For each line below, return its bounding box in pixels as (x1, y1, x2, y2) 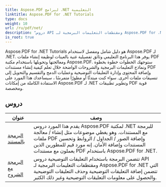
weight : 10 (5, 21, 28, 26)
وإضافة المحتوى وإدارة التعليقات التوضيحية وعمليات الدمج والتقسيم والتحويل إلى (5, 69, 151, 75)
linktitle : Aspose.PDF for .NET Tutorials (5, 12, 94, 17)
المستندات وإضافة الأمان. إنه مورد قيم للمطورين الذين (34, 141, 146, 148)
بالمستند (7, 138, 25, 145)
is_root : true (5, 35, 35, 40)
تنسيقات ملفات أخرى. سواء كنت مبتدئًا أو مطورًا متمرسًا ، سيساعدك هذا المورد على (5, 75, 158, 81)
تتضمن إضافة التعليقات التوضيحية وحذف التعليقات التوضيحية (34, 168, 158, 175)
